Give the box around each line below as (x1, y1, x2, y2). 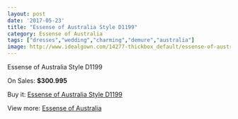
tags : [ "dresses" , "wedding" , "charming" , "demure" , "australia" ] (7, 37, 195, 44)
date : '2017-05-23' (7, 17, 65, 24)
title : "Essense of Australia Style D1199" (7, 23, 138, 30)
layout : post (7, 10, 46, 18)
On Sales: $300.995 (7, 76, 67, 85)
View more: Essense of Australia (7, 104, 102, 112)
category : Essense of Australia (7, 30, 103, 38)
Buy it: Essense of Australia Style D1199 (7, 90, 123, 98)
